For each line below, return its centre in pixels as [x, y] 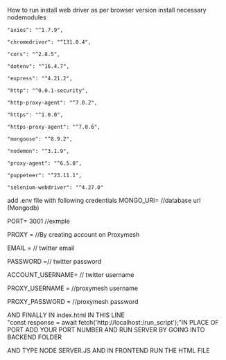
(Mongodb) [23, 208]
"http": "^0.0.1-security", [48, 91]
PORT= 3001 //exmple [39, 221]
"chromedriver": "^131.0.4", [49, 42]
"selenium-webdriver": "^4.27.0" [55, 188]
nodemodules [27, 17]
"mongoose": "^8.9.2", [40, 139]
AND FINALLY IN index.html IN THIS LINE [66, 315]
